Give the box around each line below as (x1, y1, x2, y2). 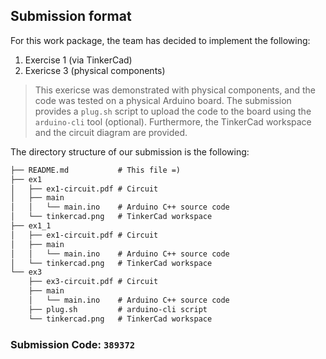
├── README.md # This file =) (10, 165, 182, 175)
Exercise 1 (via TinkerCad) (24, 54, 133, 66)
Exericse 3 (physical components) (24, 64, 166, 76)
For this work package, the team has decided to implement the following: (10, 34, 311, 46)
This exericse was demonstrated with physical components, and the (34, 84, 317, 96)
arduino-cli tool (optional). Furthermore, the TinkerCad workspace (34, 115, 312, 128)
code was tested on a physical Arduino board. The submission (34, 94, 292, 106)
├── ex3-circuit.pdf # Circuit (28, 277, 159, 287)
